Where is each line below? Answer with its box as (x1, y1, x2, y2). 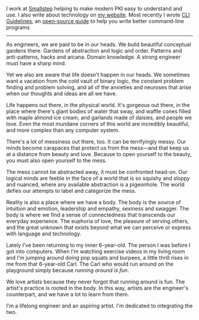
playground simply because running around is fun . (6, 267, 129, 274)
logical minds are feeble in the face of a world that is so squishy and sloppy (6, 174, 190, 182)
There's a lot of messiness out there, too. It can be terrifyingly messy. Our (6, 138, 187, 145)
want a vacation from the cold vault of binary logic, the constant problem (6, 77, 184, 85)
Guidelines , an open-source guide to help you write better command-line (6, 18, 184, 24)
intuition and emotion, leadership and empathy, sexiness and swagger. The (6, 205, 190, 212)
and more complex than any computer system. (6, 127, 120, 134)
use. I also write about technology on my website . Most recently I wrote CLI (6, 11, 190, 18)
